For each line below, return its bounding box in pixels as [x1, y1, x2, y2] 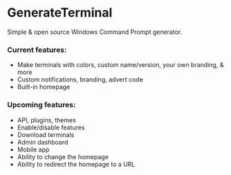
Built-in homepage [17, 83, 71, 91]
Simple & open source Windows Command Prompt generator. [7, 28, 183, 36]
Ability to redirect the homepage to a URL [17, 160, 136, 168]
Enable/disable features [17, 123, 85, 131]
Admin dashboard [17, 138, 68, 146]
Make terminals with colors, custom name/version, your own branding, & [17, 61, 224, 69]
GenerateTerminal [7, 5, 113, 21]
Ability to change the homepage [17, 152, 109, 160]
